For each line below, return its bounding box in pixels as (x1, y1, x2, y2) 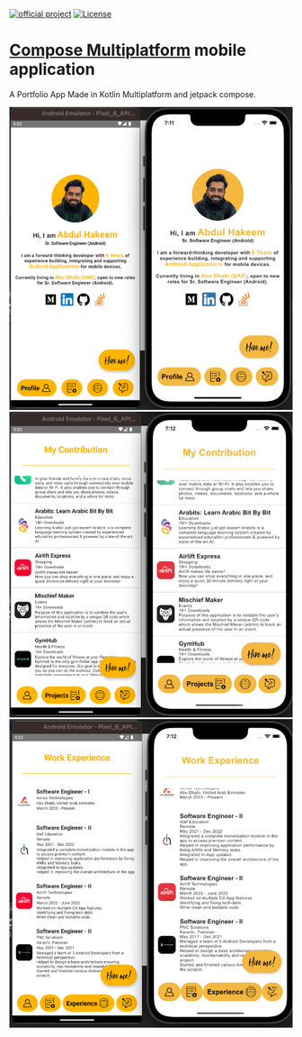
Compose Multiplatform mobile (9, 41, 247, 60)
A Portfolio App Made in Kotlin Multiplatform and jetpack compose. (9, 88, 256, 99)
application (9, 59, 96, 80)
